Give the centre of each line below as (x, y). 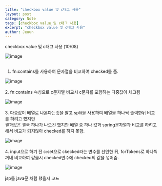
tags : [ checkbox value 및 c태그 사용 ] (42, 23)
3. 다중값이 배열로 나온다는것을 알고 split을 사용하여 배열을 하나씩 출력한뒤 (76, 113)
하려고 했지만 (23, 119)
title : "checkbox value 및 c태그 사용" (43, 9)
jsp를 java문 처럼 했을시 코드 (32, 178)
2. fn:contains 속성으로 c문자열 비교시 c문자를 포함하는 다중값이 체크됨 (73, 92)
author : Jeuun (20, 32)
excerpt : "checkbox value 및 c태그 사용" (45, 28)
